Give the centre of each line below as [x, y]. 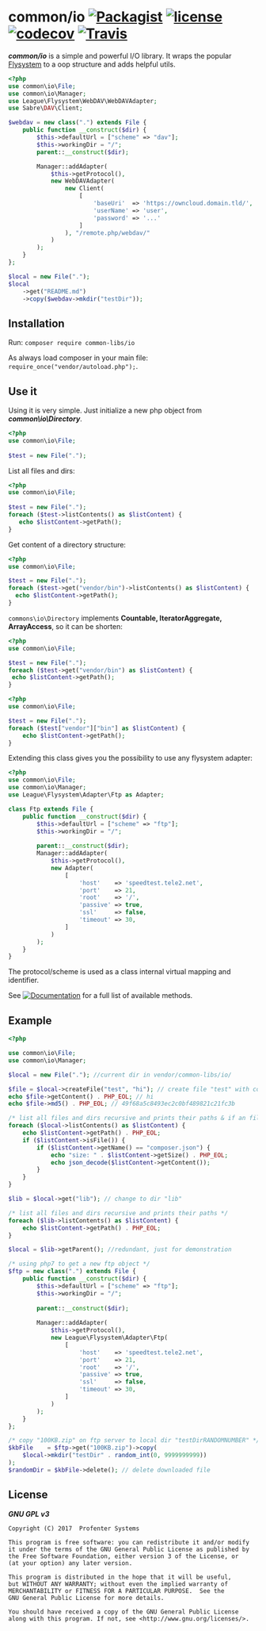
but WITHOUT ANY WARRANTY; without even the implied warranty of [118, 1584]
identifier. [24, 981]
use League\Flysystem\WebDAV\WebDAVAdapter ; [83, 101]
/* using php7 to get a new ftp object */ [79, 1264]
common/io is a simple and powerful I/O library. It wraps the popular [120, 56]
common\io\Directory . [46, 419]
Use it [23, 391]
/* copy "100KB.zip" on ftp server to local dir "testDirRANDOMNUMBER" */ [134, 1441]
